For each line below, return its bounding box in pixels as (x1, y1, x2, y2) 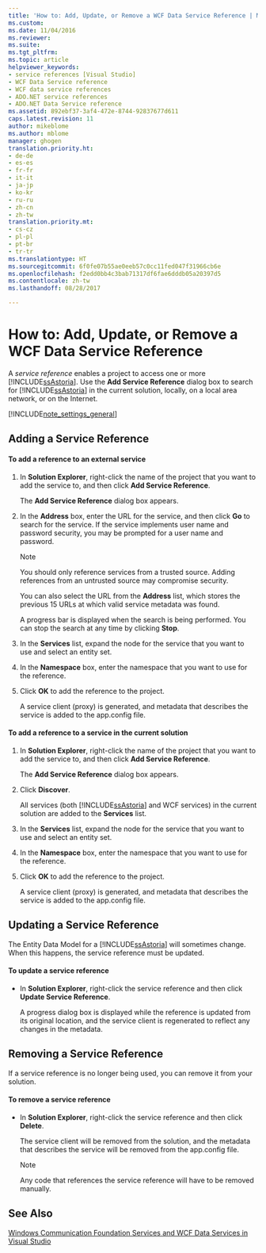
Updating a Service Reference (8, 918, 160, 932)
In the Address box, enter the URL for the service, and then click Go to (19, 511, 251, 520)
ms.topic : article (8, 56, 69, 64)
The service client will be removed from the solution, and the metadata (19, 1136, 251, 1146)
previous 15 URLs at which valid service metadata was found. (19, 600, 220, 609)
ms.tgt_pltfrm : (8, 48, 59, 56)
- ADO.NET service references (8, 93, 108, 101)
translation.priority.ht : (8, 144, 93, 152)
